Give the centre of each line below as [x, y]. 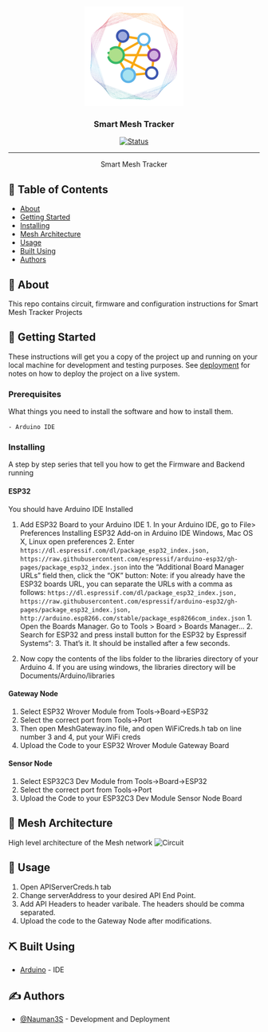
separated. [37, 912]
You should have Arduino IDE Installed [71, 509]
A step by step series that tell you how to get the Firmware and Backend [127, 464]
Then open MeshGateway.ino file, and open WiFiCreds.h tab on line [130, 728]
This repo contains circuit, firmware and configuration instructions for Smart [133, 303]
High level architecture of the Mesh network [81, 842]
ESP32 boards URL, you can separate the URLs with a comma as [126, 584]
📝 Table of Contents [58, 189]
